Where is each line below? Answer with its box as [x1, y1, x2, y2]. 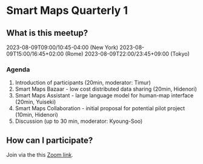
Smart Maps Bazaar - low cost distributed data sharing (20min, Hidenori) [15, 85, 197, 93]
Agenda [6, 65, 30, 73]
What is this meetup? [6, 28, 88, 38]
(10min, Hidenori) [15, 111, 59, 119]
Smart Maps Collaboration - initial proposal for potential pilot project [15, 105, 185, 112]
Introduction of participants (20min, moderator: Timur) [15, 79, 151, 87]
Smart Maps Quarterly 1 [6, 4, 128, 18]
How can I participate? [6, 135, 93, 145]
